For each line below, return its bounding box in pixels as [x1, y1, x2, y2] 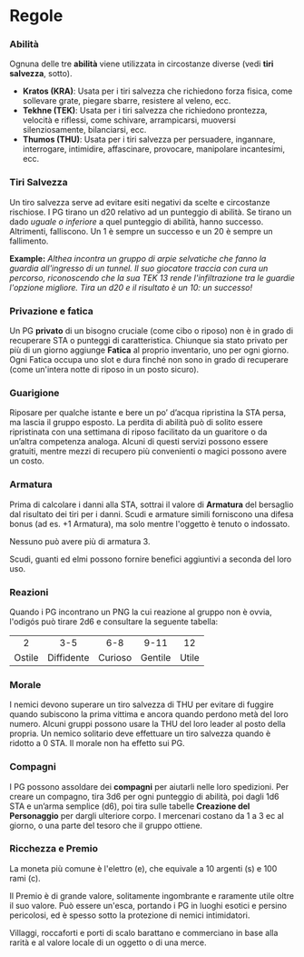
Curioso [98, 651, 132, 663]
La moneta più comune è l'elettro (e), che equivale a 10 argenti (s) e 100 [9, 862, 278, 873]
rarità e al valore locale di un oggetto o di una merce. [9, 937, 207, 948]
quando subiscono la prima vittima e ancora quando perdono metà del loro [9, 709, 289, 720]
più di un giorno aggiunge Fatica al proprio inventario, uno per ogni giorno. [9, 344, 289, 355]
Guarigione [9, 387, 60, 399]
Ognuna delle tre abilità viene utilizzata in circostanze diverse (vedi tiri [9, 58, 274, 69]
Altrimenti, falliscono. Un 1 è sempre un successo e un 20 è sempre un [9, 225, 274, 236]
